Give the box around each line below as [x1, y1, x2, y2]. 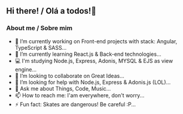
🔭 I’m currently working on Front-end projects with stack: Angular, [14, 37, 178, 45]
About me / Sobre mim [6, 24, 73, 32]
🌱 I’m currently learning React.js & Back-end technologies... [14, 50, 161, 58]
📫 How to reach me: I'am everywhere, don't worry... [14, 91, 145, 99]
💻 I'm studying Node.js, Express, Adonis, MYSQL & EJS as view [14, 57, 173, 64]
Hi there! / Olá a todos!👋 [6, 6, 97, 16]
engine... [14, 65, 37, 73]
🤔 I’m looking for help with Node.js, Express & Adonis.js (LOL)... [14, 79, 171, 86]
